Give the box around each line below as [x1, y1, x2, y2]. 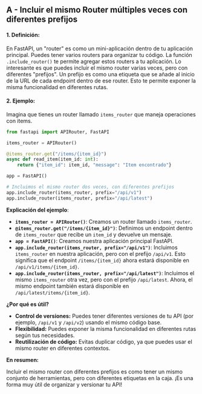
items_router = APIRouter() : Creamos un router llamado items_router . [15, 218, 192, 225]
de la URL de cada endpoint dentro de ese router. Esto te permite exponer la [6, 77, 197, 84]
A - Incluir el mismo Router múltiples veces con [6, 5, 187, 15]
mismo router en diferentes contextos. [15, 344, 111, 352]
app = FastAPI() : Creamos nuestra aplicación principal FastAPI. [15, 237, 174, 244]
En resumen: [6, 356, 39, 363]
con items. [6, 117, 33, 124]
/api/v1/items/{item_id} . [15, 263, 80, 270]
